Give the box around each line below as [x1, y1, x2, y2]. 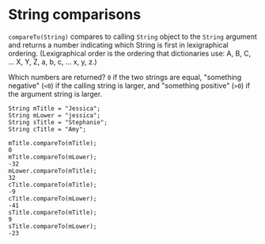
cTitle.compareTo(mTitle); [8, 181, 97, 189]
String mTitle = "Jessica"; [8, 105, 101, 112]
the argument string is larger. [8, 89, 103, 98]
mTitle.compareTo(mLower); [8, 153, 97, 161]
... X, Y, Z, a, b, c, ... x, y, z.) [8, 57, 97, 67]
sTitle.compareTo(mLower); [8, 222, 97, 231]
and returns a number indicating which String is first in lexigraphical [8, 40, 229, 49]
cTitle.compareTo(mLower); [8, 194, 97, 203]
